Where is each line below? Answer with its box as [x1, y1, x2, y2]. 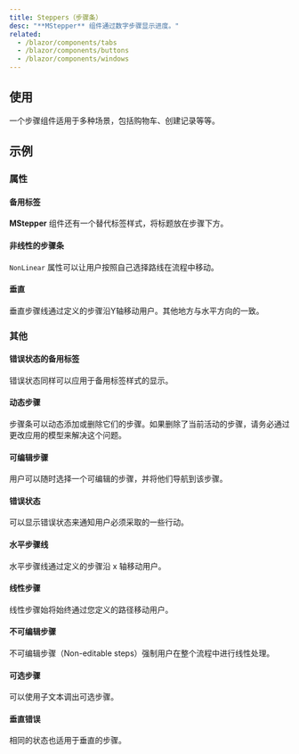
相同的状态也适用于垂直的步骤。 [9, 735, 126, 746]
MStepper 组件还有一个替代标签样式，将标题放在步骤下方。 [9, 218, 229, 228]
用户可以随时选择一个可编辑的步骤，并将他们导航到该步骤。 [9, 474, 228, 485]
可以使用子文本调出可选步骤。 [9, 692, 118, 702]
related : [9, 29, 42, 38]
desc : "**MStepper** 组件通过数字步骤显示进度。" [9, 21, 180, 30]
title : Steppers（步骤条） [9, 12, 102, 22]
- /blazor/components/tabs [17, 37, 117, 47]
